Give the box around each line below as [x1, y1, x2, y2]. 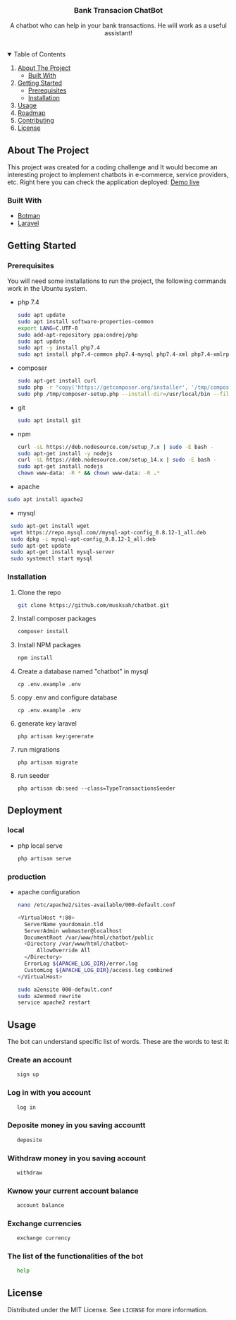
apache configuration [17, 888, 80, 896]
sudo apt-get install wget [10, 522, 90, 529]
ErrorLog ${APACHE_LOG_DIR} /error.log [24, 960, 138, 967]
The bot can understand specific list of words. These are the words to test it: [7, 1038, 230, 1046]
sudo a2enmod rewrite [17, 992, 81, 1000]
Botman [17, 212, 41, 220]
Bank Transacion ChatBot [73, 5, 163, 15]
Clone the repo [17, 588, 61, 596]
